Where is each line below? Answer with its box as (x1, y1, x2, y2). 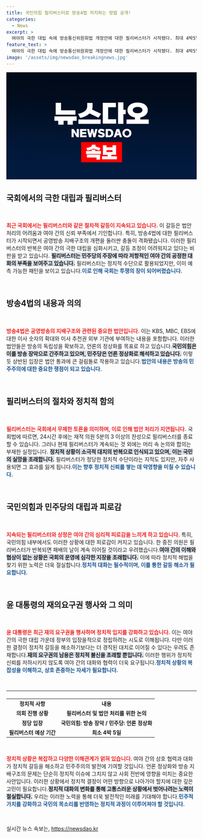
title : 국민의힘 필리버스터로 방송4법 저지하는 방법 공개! (6, 10, 131, 16)
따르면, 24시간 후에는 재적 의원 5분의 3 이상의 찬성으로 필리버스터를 (22, 433, 182, 440)
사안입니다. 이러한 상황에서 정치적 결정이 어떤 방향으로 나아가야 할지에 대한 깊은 (6, 778, 193, 785)
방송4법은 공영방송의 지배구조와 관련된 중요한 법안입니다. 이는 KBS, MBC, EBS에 (6, 327, 196, 334)
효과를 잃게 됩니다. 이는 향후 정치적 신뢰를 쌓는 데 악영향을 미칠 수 (28, 463, 180, 470)
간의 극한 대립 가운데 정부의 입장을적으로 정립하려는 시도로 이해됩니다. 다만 (6, 636, 182, 644)
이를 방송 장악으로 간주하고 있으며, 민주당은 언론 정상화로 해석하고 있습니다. (6, 350, 182, 357)
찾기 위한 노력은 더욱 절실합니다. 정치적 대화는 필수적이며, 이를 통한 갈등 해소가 (6, 561, 188, 569)
